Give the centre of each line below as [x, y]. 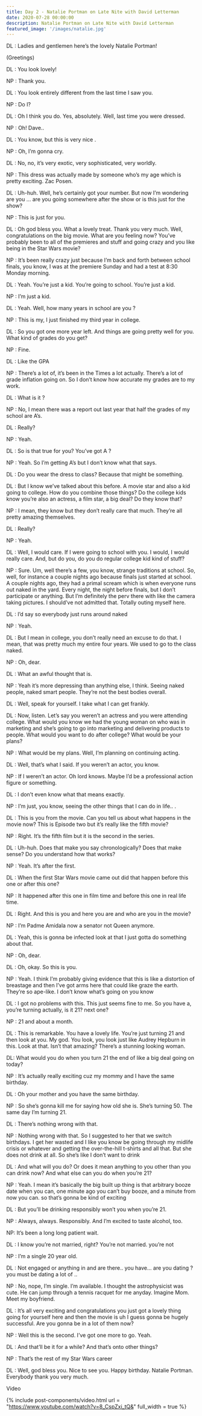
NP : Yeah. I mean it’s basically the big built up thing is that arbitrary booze [99, 1185]
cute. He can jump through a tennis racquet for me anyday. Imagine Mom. [98, 1293]
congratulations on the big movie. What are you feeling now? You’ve [91, 236]
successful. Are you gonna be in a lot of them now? [70, 1323]
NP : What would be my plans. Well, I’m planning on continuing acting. [93, 753]
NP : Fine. [18, 350]
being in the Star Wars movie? [43, 248]
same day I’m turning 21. [37, 1112]
